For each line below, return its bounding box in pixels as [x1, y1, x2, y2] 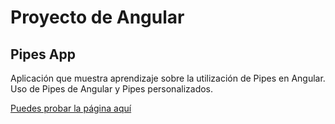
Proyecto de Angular [10, 6, 185, 29]
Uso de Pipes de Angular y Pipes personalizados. [10, 83, 214, 95]
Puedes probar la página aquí [10, 102, 132, 114]
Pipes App [10, 46, 76, 63]
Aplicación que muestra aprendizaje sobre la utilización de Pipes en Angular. [10, 72, 326, 84]
